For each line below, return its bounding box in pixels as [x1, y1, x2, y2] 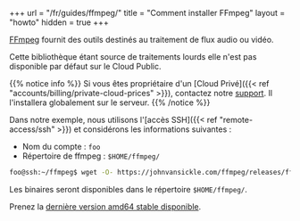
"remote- [219, 115, 253, 125]
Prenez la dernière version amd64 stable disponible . [9, 201, 202, 212]
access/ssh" [9, 124, 55, 135]
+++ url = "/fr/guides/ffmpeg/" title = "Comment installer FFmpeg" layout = [9, 8, 286, 18]
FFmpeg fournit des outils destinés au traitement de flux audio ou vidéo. [9, 35, 274, 45]
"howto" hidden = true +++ [9, 17, 109, 28]
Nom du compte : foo [21, 142, 101, 151]
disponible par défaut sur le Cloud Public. [9, 61, 162, 71]
